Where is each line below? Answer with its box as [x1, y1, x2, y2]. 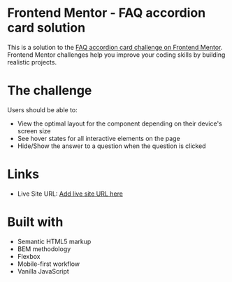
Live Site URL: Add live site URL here [17, 189, 124, 198]
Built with [7, 214, 64, 229]
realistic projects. [7, 58, 57, 66]
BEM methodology [17, 244, 71, 253]
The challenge [7, 83, 92, 99]
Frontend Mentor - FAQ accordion [7, 5, 206, 21]
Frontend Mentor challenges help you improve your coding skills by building [7, 51, 226, 59]
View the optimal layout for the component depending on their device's [17, 119, 222, 128]
